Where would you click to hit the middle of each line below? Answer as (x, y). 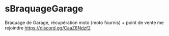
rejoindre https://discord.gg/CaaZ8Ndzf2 (48, 27)
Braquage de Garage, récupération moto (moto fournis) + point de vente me (84, 22)
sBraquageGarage (44, 9)
